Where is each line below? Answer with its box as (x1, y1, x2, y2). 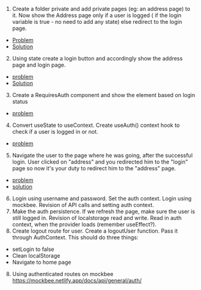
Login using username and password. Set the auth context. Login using (12, 195, 192, 202)
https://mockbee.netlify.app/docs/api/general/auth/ (12, 277, 142, 284)
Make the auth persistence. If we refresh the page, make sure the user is (12, 208, 196, 215)
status (12, 98, 28, 105)
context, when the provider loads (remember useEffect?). (12, 221, 157, 228)
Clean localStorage (12, 252, 60, 259)
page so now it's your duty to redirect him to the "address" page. (12, 165, 176, 172)
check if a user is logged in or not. (12, 128, 99, 135)
